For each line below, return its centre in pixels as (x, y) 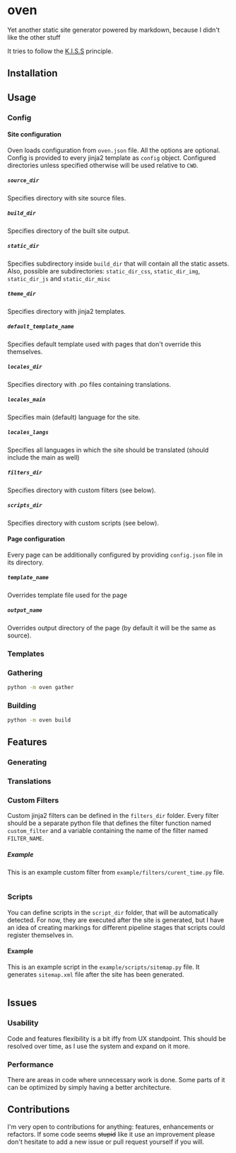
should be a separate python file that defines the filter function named (110, 823)
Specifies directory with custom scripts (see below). (83, 523)
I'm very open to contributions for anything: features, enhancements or (111, 1126)
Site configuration (35, 135)
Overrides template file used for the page (67, 595)
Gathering (25, 673)
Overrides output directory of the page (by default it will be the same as (112, 627)
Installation (33, 73)
